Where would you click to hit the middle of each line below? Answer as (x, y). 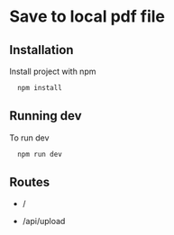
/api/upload (44, 221)
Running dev (46, 116)
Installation (41, 50)
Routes (30, 182)
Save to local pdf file (87, 17)
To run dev (29, 138)
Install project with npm (53, 71)
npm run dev (40, 154)
